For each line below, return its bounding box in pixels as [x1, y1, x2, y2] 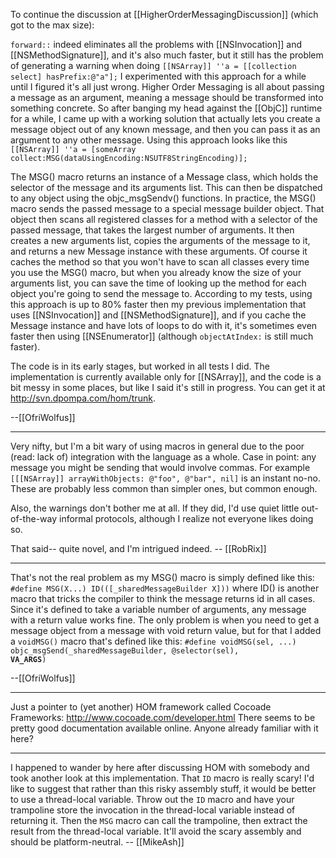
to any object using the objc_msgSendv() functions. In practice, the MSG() [10, 192, 317, 204]
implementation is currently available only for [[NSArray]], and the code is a [10, 371, 322, 383]
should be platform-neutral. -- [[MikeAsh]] [10, 836, 185, 848]
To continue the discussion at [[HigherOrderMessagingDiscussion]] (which [10, 9, 319, 20]
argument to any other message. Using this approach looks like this [10, 134, 288, 146]
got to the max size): [10, 19, 95, 31]
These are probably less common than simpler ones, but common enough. [10, 483, 318, 494]
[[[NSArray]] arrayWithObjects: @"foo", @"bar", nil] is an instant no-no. [10, 472, 321, 484]
